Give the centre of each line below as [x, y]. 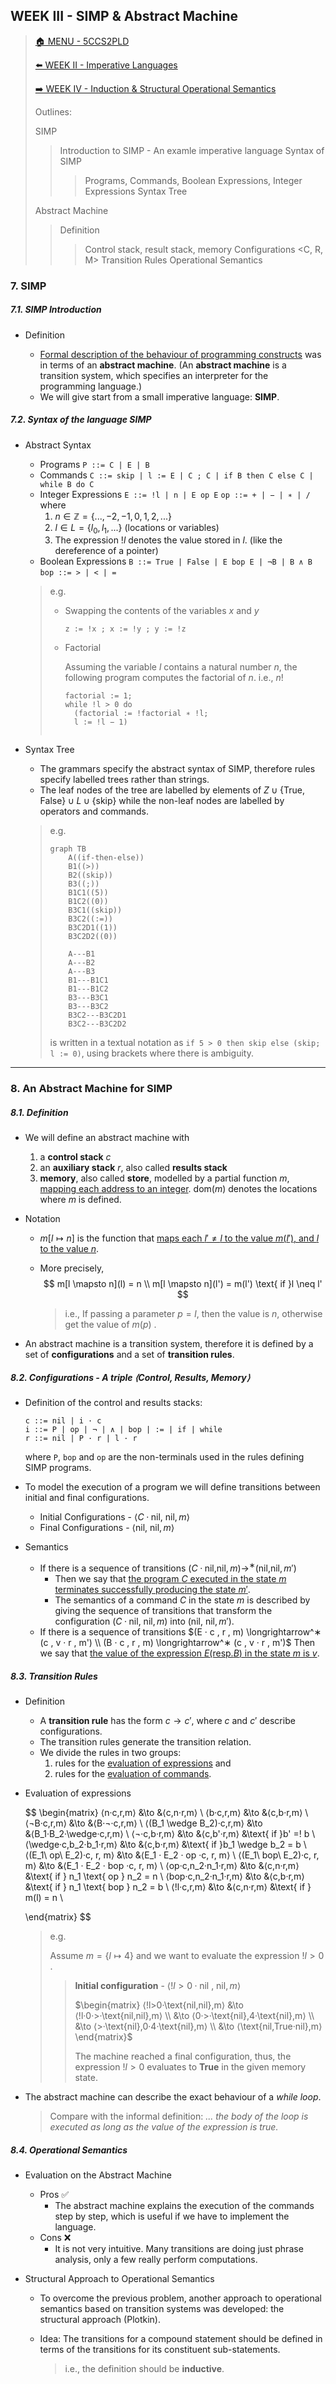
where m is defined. [80, 1200]
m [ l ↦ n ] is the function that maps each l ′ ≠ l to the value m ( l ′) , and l [179, 1238]
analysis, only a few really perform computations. [156, 2259]
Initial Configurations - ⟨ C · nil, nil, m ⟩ [114, 1517]
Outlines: [53, 111]
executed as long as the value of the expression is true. [164, 2126]
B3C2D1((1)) [93, 928]
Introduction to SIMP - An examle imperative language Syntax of [192, 150]
